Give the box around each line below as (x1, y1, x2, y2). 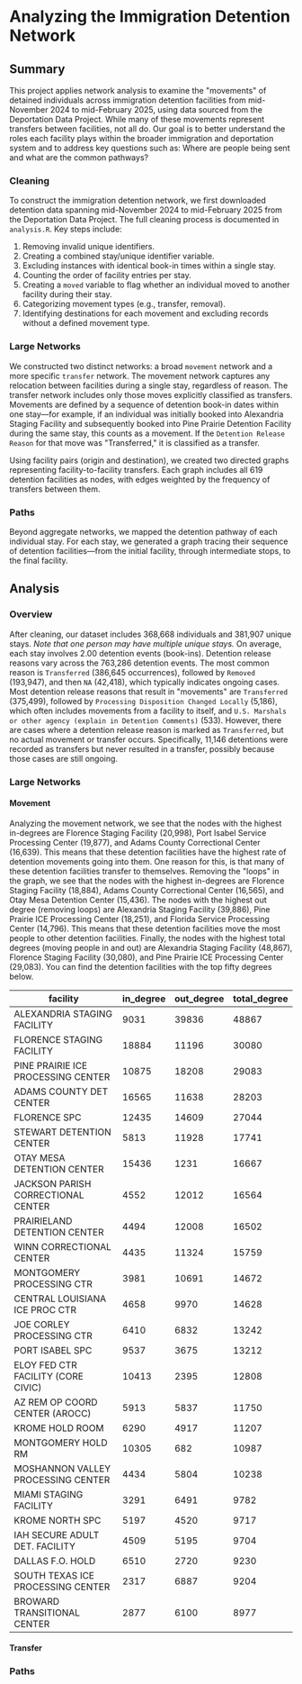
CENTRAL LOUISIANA (13, 1292, 107, 1305)
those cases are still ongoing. (9, 753, 119, 764)
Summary (9, 61, 66, 77)
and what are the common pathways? (9, 152, 149, 163)
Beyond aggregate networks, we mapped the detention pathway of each (9, 526, 279, 537)
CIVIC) (13, 1381, 42, 1393)
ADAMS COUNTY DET (13, 1085, 109, 1098)
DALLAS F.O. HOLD (13, 1554, 96, 1567)
